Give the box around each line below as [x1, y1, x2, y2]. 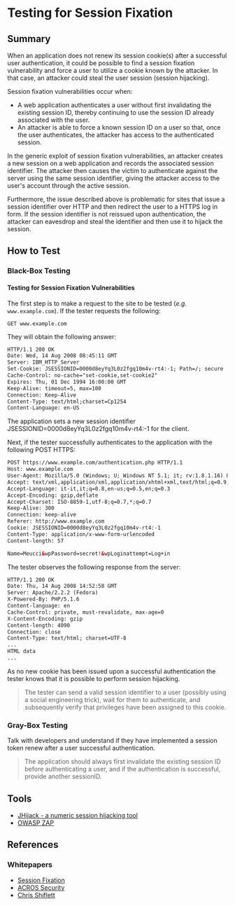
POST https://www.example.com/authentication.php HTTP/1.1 [7, 459, 183, 467]
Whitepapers [7, 860, 53, 870]
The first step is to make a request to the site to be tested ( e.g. [7, 299, 187, 308]
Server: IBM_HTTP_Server [7, 359, 80, 366]
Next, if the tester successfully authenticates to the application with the [7, 438, 213, 446]
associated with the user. [17, 116, 90, 124]
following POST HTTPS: [7, 446, 76, 454]
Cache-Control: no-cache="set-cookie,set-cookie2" [7, 372, 158, 379]
